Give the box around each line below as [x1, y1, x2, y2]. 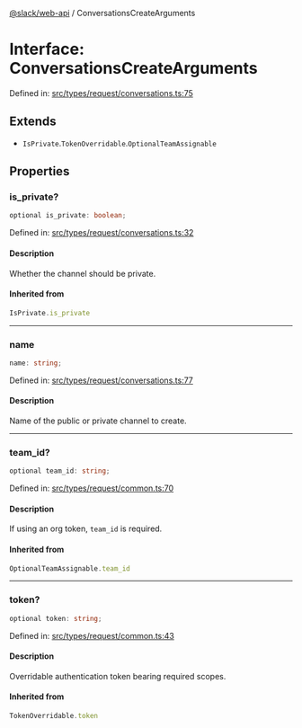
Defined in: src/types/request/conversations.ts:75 [9, 87, 193, 98]
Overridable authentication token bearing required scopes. [9, 670, 226, 681]
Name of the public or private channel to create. [9, 415, 187, 426]
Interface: [9, 40, 85, 59]
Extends [9, 114, 57, 129]
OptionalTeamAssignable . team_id [9, 564, 130, 573]
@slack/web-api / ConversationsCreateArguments [9, 8, 196, 18]
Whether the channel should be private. [9, 268, 156, 279]
